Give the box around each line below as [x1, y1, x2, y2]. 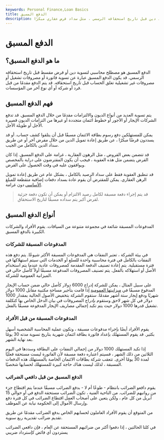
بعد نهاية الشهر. [5, 336, 34, 342]
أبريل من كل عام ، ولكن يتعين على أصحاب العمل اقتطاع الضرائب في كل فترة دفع [5, 395, 152, 401]
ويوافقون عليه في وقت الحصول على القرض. [5, 162, 86, 168]
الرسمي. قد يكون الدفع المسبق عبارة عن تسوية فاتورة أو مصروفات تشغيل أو [5, 75, 144, 80]
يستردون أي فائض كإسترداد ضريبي [5, 429, 68, 435]
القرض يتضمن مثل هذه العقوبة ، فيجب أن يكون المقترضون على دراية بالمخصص [5, 157, 149, 163]
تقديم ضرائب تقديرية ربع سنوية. [5, 415, 63, 421]
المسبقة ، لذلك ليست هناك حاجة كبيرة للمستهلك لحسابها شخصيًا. [5, 361, 123, 367]
